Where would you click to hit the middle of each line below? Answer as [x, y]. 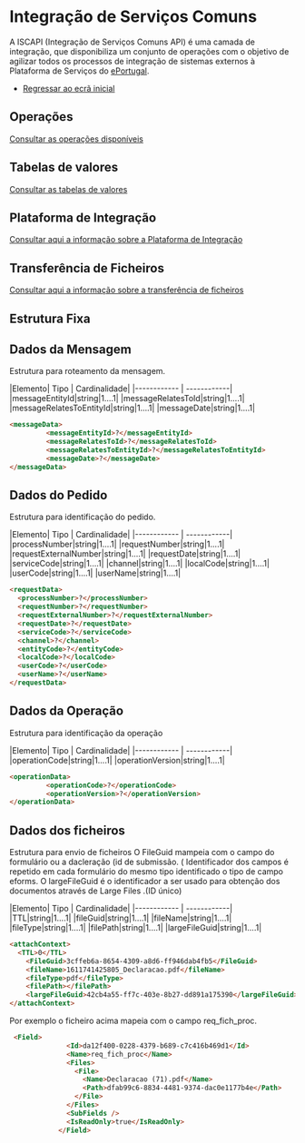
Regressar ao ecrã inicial [69, 88]
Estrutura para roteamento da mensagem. [88, 371]
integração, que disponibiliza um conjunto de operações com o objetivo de [149, 51]
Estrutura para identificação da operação [86, 733]
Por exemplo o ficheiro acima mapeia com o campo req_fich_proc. [133, 1021]
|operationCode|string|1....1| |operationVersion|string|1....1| [117, 760]
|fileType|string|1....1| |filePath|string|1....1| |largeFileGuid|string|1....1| [136, 928]
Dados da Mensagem [70, 349]
